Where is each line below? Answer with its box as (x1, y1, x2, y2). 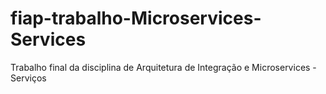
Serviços (10, 72, 47, 84)
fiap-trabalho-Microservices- (10, 7, 262, 30)
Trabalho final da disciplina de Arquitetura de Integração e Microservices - (10, 61, 317, 73)
